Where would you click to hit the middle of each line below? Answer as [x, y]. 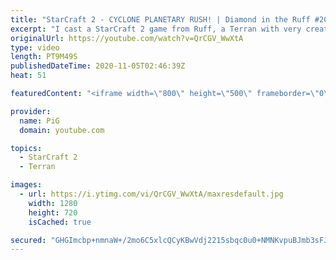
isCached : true [60, 222]
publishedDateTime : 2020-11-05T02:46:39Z [98, 66]
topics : [26, 148]
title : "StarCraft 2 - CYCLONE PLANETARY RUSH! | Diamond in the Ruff [160, 19]
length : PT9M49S [44, 57]
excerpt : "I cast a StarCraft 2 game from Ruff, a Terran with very [156, 29]
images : [26, 185]
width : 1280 [53, 203]
